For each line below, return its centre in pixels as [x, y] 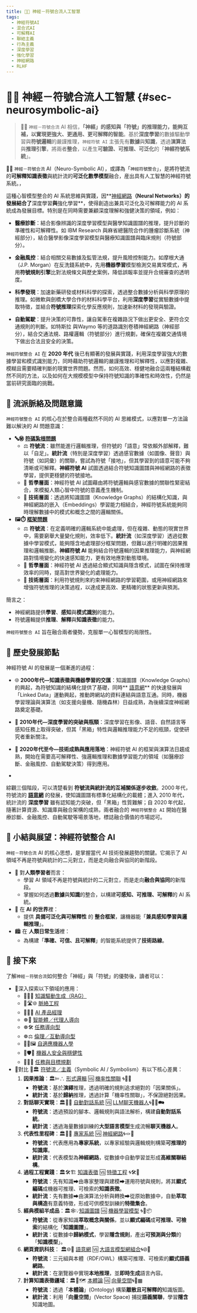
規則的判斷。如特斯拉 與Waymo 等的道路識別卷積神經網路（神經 [97, 327]
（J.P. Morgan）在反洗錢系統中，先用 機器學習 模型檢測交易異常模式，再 [101, 265]
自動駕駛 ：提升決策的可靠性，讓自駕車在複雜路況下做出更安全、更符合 [99, 319]
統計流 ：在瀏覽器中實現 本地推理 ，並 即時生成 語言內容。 [99, 1273]
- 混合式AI [23, 28]
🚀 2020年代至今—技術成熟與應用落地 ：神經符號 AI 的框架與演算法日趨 [99, 749]
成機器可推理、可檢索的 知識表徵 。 [84, 1188]
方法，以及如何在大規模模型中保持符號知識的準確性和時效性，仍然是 [108, 376]
